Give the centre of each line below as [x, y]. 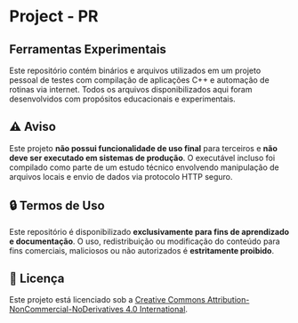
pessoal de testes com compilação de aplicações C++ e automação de [139, 80]
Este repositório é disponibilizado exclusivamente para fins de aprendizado [149, 231]
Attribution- [229, 300]
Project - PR [54, 16]
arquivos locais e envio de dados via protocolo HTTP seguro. [121, 176]
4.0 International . [157, 310]
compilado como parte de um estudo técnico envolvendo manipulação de [144, 167]
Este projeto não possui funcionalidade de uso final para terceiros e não [143, 148]
